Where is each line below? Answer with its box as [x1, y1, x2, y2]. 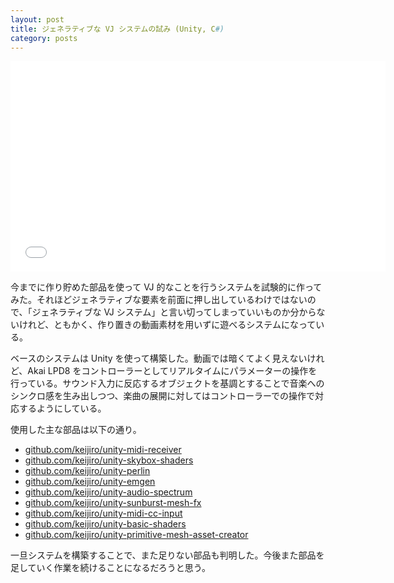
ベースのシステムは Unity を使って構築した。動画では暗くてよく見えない [10, 352, 308, 365]
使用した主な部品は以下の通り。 [10, 424, 142, 436]
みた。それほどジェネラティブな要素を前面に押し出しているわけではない [10, 294, 308, 306]
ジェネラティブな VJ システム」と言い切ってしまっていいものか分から [31, 306, 317, 318]
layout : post [10, 14, 65, 25]
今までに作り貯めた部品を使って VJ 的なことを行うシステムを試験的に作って [10, 281, 323, 293]
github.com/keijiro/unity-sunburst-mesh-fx [24, 497, 202, 509]
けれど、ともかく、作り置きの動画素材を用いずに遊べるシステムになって [18, 319, 317, 331]
